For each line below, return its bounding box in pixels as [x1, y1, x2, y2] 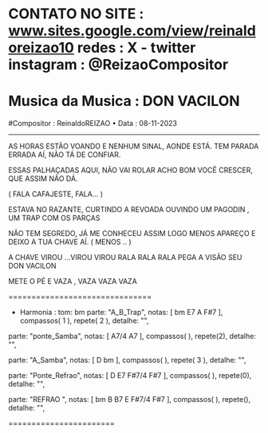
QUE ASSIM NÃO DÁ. [8, 174, 78, 183]
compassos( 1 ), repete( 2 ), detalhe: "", [19, 316, 149, 325]
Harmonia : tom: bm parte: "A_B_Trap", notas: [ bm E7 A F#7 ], [19, 308, 223, 317]
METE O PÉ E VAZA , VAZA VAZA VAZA [8, 277, 137, 286]
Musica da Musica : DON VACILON [8, 93, 241, 110]
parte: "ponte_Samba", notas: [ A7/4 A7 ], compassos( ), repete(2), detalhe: [8, 332, 257, 341]
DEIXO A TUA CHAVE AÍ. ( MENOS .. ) [8, 237, 132, 247]
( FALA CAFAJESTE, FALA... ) [8, 189, 104, 199]
